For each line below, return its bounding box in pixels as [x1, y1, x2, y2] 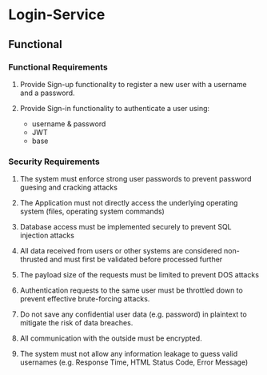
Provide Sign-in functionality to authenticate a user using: [19, 103, 210, 113]
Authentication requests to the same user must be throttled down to [19, 285, 244, 295]
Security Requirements [8, 156, 100, 167]
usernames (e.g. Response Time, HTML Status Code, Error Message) [19, 357, 249, 367]
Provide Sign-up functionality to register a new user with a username [19, 79, 247, 89]
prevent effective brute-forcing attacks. [19, 294, 150, 304]
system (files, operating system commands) [19, 206, 165, 217]
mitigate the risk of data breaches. [19, 318, 133, 328]
